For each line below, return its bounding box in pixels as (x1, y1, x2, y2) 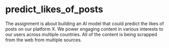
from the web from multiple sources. (5, 37, 82, 43)
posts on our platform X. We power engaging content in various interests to (5, 26, 163, 32)
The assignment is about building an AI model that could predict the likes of (5, 20, 164, 27)
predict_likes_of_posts (5, 4, 104, 15)
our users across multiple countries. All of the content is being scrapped (5, 31, 157, 37)
